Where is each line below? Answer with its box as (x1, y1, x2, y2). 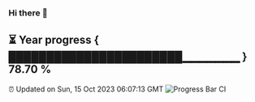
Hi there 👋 (8, 7, 49, 19)
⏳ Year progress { (8, 33, 100, 47)
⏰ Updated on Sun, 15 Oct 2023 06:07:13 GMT (8, 84, 164, 94)
